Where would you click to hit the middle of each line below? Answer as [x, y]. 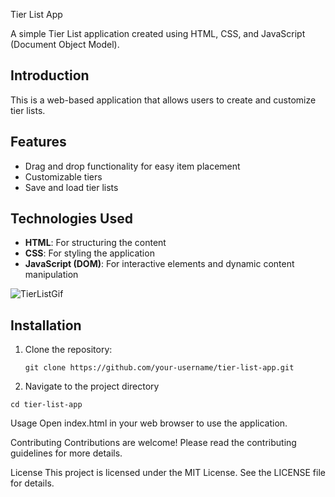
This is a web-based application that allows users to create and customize [163, 100]
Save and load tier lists [71, 187]
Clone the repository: [68, 350]
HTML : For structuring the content [95, 243]
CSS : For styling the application [89, 253]
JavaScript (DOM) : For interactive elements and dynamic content [159, 264]
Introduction [50, 75]
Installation [46, 325]
